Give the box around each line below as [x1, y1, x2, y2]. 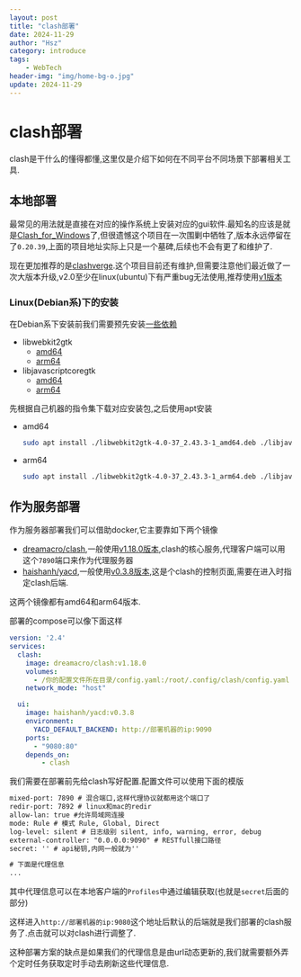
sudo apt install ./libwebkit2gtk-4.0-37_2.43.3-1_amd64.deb [22, 438, 257, 447]
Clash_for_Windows [17, 230, 91, 241]
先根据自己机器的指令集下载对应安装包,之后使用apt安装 [9, 402, 213, 414]
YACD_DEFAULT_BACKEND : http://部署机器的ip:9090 [32, 725, 213, 734]
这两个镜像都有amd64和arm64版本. [9, 596, 141, 607]
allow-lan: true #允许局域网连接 [9, 811, 125, 820]
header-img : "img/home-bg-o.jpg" [9, 72, 135, 81]
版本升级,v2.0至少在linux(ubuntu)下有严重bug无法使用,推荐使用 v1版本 [24, 272, 283, 282]
